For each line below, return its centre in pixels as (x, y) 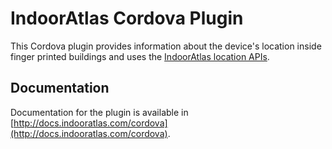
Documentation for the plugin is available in (99, 112)
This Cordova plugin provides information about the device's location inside (166, 46)
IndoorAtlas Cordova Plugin (127, 18)
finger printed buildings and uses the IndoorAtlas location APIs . (140, 56)
